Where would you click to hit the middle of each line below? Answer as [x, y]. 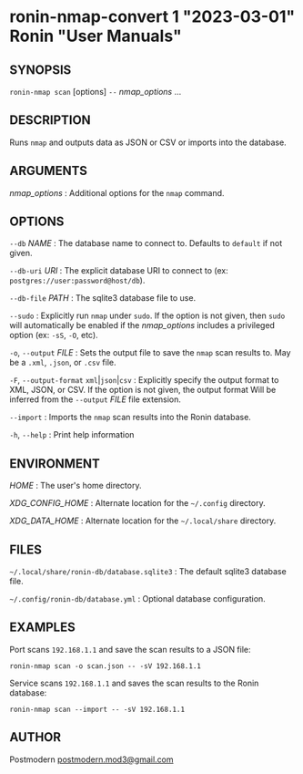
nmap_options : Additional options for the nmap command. [117, 192]
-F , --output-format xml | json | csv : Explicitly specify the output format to [144, 380]
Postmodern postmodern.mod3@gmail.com [92, 759]
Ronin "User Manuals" [96, 36]
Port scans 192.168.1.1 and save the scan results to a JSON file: [131, 649]
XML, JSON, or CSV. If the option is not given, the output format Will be [143, 390]
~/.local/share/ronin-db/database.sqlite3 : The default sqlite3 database [148, 572]
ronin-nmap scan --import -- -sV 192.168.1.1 [97, 709]
